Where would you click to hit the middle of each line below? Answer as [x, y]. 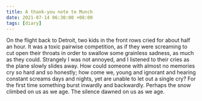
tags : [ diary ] [24, 23]
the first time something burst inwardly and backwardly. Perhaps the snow [99, 85]
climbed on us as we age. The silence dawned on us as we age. [85, 92]
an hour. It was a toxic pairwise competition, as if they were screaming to [97, 47]
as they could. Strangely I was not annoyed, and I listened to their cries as [98, 60]
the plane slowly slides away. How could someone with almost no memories [101, 66]
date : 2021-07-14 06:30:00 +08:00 [50, 18]
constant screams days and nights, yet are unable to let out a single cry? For [101, 79]
